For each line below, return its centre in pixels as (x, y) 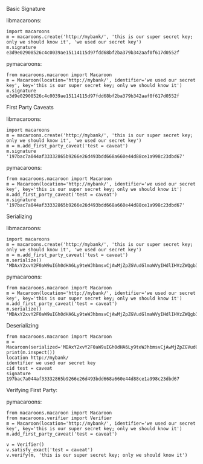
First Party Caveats (30, 107)
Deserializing (23, 325)
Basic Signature (26, 9)
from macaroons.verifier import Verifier (59, 418)
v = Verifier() (25, 445)
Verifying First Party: (32, 390)
